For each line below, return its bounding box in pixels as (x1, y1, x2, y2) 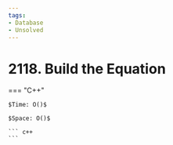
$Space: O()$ (8, 114, 51, 122)
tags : (8, 11, 26, 20)
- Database (8, 19, 44, 27)
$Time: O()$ (8, 101, 47, 109)
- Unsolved (8, 26, 44, 34)
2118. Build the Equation (8, 60, 166, 78)
